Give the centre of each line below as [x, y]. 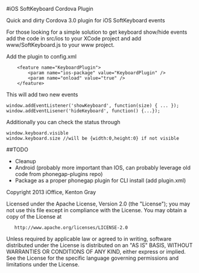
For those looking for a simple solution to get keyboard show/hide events [97, 32]
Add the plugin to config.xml [42, 56]
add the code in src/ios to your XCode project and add [74, 38]
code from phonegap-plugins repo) [59, 174]
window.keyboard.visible [37, 133]
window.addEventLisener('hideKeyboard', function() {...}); [84, 111]
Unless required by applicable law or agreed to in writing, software [89, 239]
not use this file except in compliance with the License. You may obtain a [96, 210]
